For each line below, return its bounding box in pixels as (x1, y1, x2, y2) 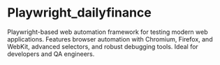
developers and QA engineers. (7, 50, 95, 58)
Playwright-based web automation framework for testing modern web (7, 28, 208, 36)
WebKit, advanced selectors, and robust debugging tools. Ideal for (7, 42, 199, 50)
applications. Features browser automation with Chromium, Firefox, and (7, 35, 213, 43)
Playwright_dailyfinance (7, 5, 152, 21)
